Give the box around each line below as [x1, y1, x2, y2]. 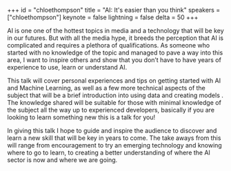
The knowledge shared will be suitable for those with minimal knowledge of [7, 99, 222, 106]
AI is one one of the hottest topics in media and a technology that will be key [7, 27, 224, 34]
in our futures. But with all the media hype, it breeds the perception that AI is [7, 34, 224, 42]
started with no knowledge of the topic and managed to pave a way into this [7, 48, 223, 57]
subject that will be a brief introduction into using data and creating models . [7, 91, 224, 99]
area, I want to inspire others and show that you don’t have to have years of [7, 56, 222, 64]
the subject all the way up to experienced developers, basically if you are [7, 106, 215, 114]
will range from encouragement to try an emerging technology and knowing [7, 141, 222, 149]
